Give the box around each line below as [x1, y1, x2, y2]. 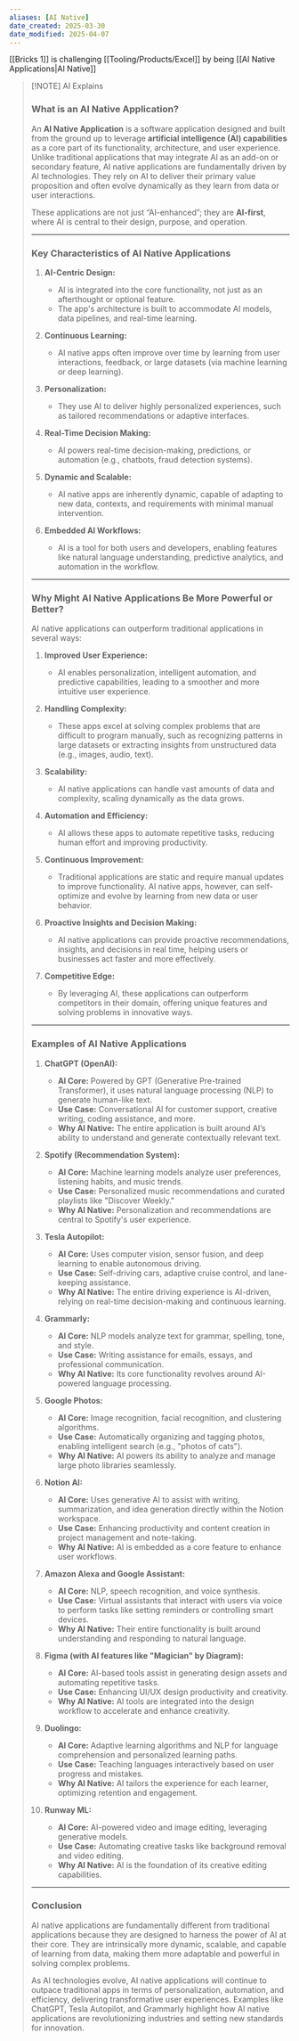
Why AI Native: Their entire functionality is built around [57, 1623, 261, 1634]
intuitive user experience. [57, 686, 151, 697]
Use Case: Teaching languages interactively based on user [57, 1758, 275, 1769]
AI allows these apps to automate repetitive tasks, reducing [57, 828, 275, 839]
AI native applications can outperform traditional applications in [30, 623, 264, 634]
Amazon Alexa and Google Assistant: [44, 1568, 185, 1578]
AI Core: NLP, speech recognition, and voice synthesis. [57, 1586, 261, 1596]
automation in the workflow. [57, 561, 160, 571]
